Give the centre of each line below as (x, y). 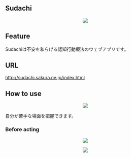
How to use (23, 93)
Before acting (22, 130)
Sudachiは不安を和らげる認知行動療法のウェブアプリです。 (67, 49)
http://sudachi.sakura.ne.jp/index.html (45, 78)
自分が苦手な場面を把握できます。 (41, 116)
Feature (18, 36)
